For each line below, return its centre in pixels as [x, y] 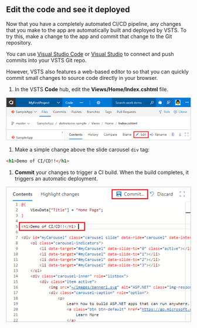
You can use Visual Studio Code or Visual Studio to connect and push [90, 54]
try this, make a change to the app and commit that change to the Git [89, 36]
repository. [19, 42]
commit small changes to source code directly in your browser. [82, 78]
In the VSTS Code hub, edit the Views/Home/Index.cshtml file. [91, 89]
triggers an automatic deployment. [56, 178]
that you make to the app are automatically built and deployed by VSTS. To [96, 30]
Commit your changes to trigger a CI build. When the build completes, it [101, 172]
